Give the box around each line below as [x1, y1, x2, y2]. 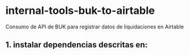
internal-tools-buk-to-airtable [5, 4, 155, 17]
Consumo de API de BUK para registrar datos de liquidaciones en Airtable [5, 23, 184, 30]
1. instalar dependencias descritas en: [5, 40, 148, 50]
